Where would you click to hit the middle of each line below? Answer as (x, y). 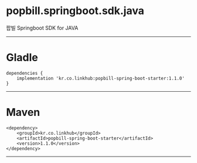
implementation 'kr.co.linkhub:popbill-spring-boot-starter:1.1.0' (101, 78)
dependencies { (25, 73)
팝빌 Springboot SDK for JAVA (42, 28)
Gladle (22, 58)
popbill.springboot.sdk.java (75, 11)
